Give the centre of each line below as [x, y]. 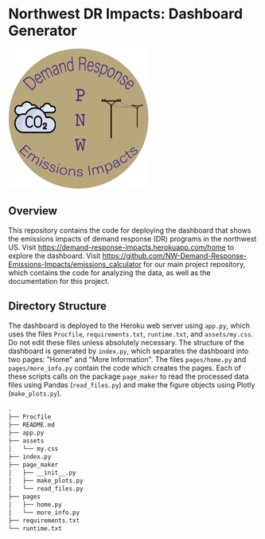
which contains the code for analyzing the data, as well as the [109, 273]
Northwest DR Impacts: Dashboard [126, 14]
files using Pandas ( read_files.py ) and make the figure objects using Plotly [132, 384]
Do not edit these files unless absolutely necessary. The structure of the [127, 342]
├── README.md [32, 425]
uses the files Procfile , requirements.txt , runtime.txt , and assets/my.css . [131, 334]
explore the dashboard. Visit [55, 255]
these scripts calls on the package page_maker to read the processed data [129, 376]
